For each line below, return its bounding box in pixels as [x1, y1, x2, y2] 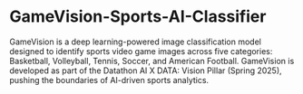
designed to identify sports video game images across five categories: [9, 45, 273, 56]
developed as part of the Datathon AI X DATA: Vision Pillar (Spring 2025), [9, 65, 283, 76]
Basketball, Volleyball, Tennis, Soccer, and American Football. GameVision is [9, 55, 295, 66]
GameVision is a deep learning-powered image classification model [9, 36, 261, 47]
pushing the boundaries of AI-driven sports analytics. [9, 74, 210, 85]
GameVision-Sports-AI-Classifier [9, 6, 267, 27]
